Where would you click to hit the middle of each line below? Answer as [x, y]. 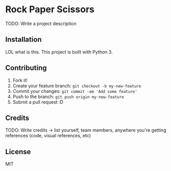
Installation [23, 40]
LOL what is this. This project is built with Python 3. [59, 52]
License [18, 152]
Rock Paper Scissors [50, 9]
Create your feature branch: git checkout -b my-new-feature [77, 86]
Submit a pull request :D [38, 102]
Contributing [26, 68]
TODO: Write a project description [41, 23]
